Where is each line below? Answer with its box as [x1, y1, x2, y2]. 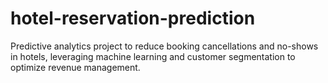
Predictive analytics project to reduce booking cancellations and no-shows [10, 40, 319, 52]
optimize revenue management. [10, 61, 141, 73]
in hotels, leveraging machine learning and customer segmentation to [10, 50, 296, 62]
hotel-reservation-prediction [10, 7, 256, 30]
